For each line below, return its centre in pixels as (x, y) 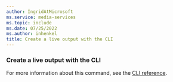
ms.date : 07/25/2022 (32, 28)
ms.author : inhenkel (32, 34)
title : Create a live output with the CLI (60, 39)
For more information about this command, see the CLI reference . (87, 73)
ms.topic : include (29, 23)
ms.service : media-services (41, 17)
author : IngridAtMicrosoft (40, 12)
